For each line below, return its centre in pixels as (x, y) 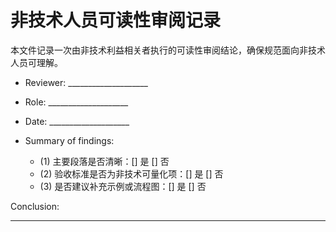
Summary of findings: (69, 140)
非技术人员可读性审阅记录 (116, 20)
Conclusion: (35, 206)
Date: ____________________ (77, 121)
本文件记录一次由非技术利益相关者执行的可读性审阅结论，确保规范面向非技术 (168, 50)
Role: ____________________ (76, 102)
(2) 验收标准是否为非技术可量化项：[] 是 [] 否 (131, 173)
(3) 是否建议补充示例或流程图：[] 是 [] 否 (123, 186)
